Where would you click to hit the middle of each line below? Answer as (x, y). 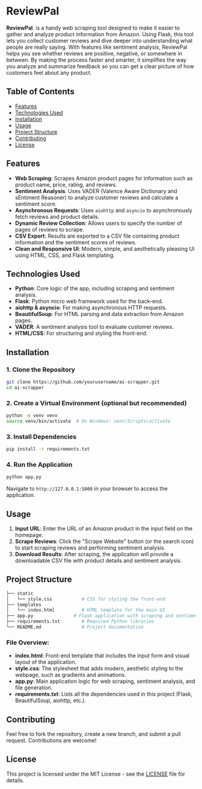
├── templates (24, 604)
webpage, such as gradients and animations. (70, 675)
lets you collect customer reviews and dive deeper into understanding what (99, 40)
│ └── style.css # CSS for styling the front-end (86, 599)
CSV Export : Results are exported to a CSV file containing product (97, 236)
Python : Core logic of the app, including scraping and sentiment (94, 288)
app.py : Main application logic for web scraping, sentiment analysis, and (105, 681)
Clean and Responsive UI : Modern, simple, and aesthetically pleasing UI (105, 249)
